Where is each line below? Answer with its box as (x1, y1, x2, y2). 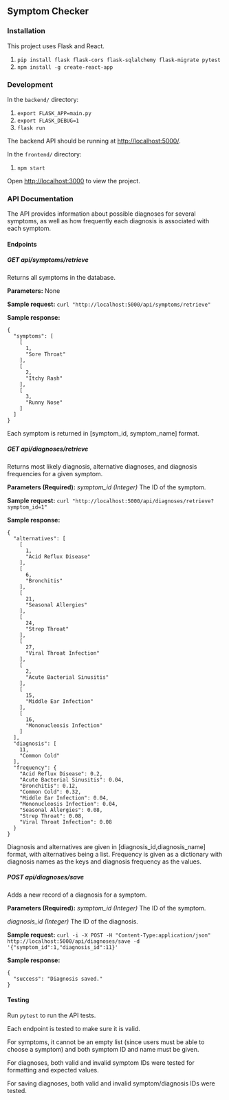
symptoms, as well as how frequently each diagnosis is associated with (7, 217, 210, 225)
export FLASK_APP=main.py (17, 110, 91, 116)
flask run (17, 124, 46, 132)
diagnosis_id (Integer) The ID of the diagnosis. (7, 917, 139, 926)
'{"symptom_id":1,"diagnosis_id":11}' (7, 944, 118, 950)
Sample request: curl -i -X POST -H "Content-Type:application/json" (7, 930, 211, 939)
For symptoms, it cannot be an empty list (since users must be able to (7, 1037, 205, 1046)
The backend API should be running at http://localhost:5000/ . (7, 136, 181, 145)
